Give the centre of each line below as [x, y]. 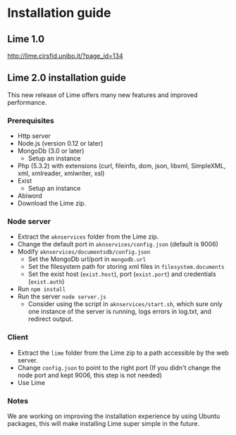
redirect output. [51, 319]
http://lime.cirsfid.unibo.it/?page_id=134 [65, 56]
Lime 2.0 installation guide [67, 78]
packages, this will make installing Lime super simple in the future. [103, 423]
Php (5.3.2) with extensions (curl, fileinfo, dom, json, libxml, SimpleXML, [122, 166]
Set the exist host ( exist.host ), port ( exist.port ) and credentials [122, 274]
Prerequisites [31, 120]
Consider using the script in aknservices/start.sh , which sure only [125, 304]
